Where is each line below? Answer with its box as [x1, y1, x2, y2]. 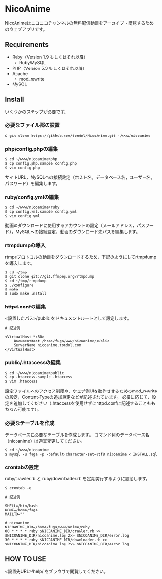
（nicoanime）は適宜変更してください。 [5, 438, 85, 443]
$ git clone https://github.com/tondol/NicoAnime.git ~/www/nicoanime [5, 133, 151, 138]
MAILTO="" [5, 511, 25, 517]
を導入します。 [5, 260, 35, 266]
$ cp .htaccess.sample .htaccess [5, 375, 73, 380]
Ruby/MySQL [19, 59, 46, 65]
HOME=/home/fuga [5, 508, 38, 512]
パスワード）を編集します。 [5, 181, 60, 187]
